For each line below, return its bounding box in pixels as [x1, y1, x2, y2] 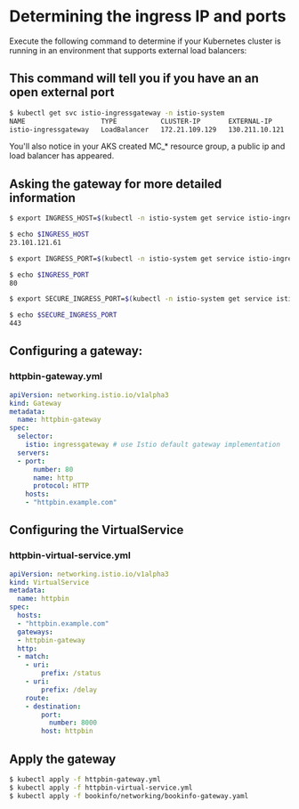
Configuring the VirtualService [9, 522, 184, 538]
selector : [17, 432, 53, 441]
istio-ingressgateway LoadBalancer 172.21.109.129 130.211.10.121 [9, 125, 285, 134]
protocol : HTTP [32, 481, 90, 490]
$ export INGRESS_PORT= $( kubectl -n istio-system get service [9, 254, 245, 263]
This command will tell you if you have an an [9, 71, 260, 86]
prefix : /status [41, 669, 101, 678]
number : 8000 [48, 718, 98, 727]
